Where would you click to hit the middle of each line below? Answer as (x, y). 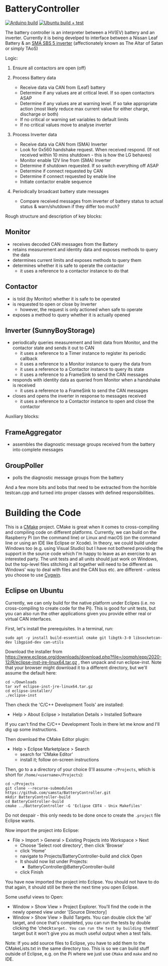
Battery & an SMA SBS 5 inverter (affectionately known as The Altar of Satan (84, 43)
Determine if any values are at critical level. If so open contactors (87, 92)
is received (24, 385)
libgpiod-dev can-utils (39, 642)
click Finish (32, 872)
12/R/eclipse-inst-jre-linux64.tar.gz (41, 662)
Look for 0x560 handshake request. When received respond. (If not (90, 149)
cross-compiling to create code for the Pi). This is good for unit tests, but (80, 608)
